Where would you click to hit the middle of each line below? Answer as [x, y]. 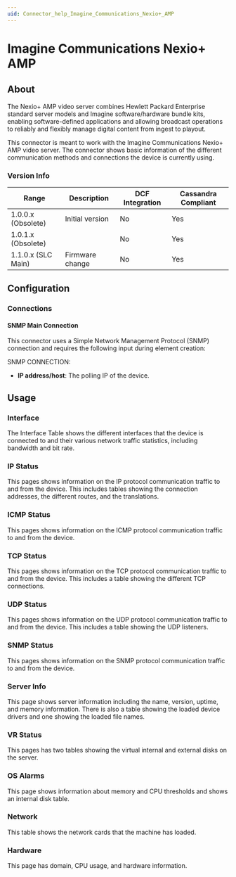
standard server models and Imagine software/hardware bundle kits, [106, 114]
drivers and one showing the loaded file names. [76, 716]
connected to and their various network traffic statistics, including [103, 441]
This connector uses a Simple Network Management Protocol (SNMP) [108, 341]
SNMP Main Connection [43, 325]
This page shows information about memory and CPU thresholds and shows [118, 791]
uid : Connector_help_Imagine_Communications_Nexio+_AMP [91, 14]
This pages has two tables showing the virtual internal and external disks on [117, 750]
